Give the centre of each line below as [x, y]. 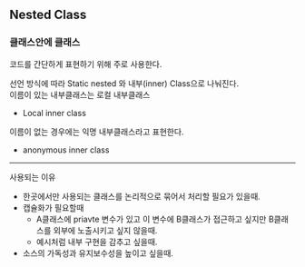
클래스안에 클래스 [45, 43]
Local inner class [54, 113]
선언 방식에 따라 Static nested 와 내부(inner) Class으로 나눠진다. [124, 83]
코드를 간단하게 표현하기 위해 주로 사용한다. [86, 64]
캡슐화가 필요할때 [53, 207]
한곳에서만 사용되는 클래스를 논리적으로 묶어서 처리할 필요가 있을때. [141, 196]
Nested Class [48, 15]
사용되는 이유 [33, 177]
